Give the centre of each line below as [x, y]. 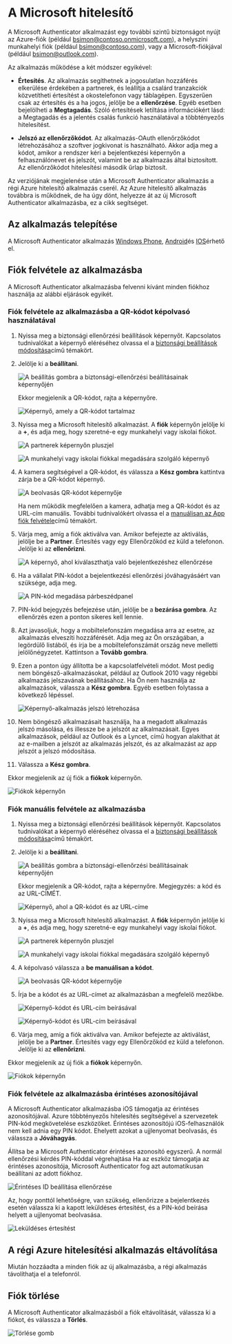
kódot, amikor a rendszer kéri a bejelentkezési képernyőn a [102, 153]
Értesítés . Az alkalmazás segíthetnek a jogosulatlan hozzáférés [108, 80]
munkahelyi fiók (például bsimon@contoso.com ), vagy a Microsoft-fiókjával [115, 46]
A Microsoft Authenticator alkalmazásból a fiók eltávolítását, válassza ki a [112, 1312]
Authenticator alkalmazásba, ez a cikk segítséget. [78, 202]
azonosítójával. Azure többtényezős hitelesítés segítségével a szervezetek [113, 1116]
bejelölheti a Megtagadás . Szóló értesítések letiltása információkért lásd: [121, 110]
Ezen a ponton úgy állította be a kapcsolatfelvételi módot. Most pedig [116, 665]
